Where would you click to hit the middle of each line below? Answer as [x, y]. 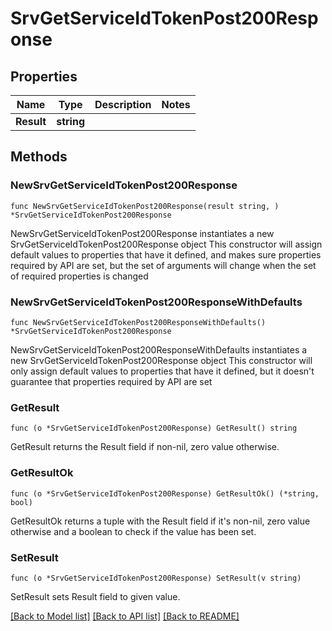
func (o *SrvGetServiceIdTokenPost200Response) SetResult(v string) [156, 578]
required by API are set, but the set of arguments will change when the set [163, 265]
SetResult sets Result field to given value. [95, 596]
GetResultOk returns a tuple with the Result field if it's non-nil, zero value [160, 521]
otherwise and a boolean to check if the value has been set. [133, 531]
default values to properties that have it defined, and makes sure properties [166, 254]
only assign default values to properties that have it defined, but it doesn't [162, 371]
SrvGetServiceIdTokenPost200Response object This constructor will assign [166, 244]
